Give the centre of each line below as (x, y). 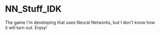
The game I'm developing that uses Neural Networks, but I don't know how (80, 22)
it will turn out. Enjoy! (26, 27)
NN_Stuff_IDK (33, 9)
